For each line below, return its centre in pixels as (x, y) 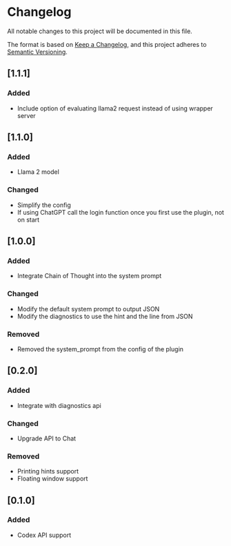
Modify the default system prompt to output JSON (88, 309)
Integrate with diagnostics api (59, 405)
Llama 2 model (38, 172)
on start (28, 220)
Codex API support (44, 535)
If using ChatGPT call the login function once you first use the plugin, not (120, 212)
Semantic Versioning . (37, 52)
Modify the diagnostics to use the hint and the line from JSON (105, 316)
